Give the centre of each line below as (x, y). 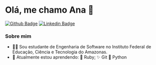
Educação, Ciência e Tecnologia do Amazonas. (60, 52)
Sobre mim (18, 36)
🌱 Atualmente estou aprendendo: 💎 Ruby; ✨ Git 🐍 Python (69, 57)
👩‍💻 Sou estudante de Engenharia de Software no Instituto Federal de (81, 47)
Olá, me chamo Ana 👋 (50, 10)
